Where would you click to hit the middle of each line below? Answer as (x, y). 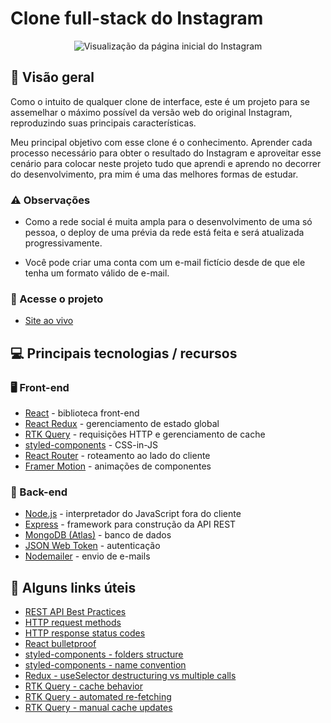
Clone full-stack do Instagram (137, 18)
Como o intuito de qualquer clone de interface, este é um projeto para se (160, 101)
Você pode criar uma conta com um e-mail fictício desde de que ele (165, 263)
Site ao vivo (49, 321)
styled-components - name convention (105, 665)
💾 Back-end (39, 492)
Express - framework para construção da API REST (130, 524)
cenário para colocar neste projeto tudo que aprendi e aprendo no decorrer (166, 163)
